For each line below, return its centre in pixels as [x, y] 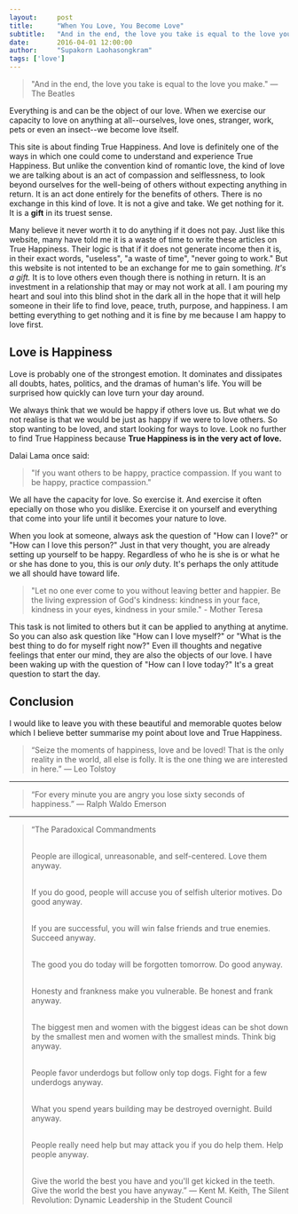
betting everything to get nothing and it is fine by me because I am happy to [148, 315]
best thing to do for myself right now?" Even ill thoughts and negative [136, 645]
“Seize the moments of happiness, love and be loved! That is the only [157, 750]
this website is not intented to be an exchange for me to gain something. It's [148, 268]
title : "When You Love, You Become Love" [97, 26]
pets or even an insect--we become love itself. [94, 129]
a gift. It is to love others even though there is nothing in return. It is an [137, 277]
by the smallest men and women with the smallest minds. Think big [153, 1036]
